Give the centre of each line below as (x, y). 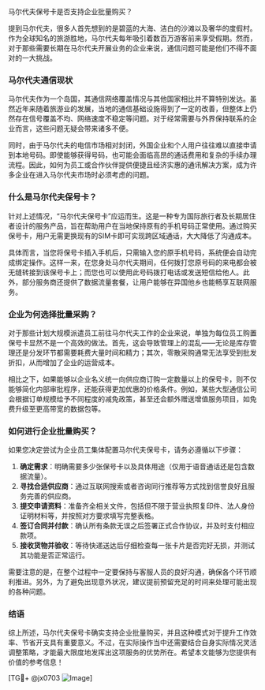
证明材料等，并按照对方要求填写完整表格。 (89, 516)
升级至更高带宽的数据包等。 (60, 408)
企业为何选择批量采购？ (52, 314)
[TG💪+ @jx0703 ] (50, 678)
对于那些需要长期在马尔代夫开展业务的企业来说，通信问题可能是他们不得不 (129, 48)
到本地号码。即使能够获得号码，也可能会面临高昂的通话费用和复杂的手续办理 (132, 155)
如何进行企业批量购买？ (52, 431)
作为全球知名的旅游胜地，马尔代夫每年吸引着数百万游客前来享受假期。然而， (132, 38)
